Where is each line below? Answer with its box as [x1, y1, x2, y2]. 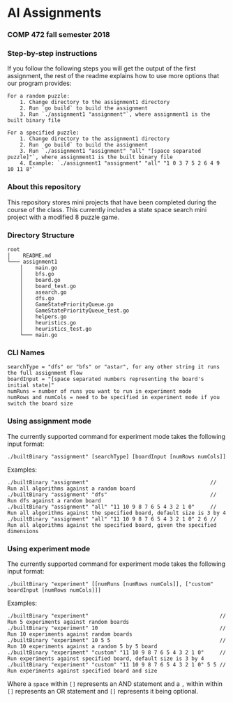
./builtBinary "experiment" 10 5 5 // [7, 636, 227, 643]
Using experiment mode [7, 544, 91, 553]
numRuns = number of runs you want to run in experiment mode [7, 388, 192, 395]
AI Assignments [7, 5, 102, 21]
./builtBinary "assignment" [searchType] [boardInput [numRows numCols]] [7, 453, 227, 460]
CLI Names [7, 348, 45, 357]
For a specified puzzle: [7, 129, 80, 137]
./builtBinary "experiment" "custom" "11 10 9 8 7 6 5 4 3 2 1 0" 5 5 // [7, 661, 227, 668]
